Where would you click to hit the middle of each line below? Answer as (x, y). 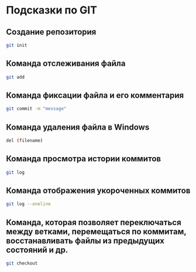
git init (17, 45)
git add (16, 77)
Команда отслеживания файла (66, 64)
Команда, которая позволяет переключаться (94, 222)
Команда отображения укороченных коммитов (98, 191)
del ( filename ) (25, 141)
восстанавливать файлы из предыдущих (85, 241)
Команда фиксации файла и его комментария (95, 95)
